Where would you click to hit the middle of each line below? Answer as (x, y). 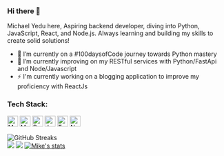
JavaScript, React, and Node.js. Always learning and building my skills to (110, 33)
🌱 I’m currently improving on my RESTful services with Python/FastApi (117, 61)
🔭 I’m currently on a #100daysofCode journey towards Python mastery (117, 54)
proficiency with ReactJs (52, 86)
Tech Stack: (28, 104)
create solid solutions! (39, 41)
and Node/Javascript (47, 69)
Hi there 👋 (24, 11)
